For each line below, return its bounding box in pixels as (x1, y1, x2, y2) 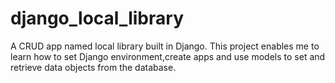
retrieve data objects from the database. (10, 61, 177, 73)
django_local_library (10, 7, 184, 30)
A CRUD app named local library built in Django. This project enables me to (10, 40, 320, 52)
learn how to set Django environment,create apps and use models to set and (10, 50, 326, 62)
